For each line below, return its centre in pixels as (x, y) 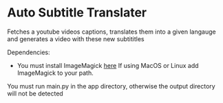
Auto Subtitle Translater (77, 13)
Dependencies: (29, 52)
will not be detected (35, 93)
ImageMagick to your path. (55, 73)
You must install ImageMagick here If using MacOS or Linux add (108, 65)
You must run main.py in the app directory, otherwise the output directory (111, 86)
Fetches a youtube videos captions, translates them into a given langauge (111, 32)
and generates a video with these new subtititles (76, 38)
